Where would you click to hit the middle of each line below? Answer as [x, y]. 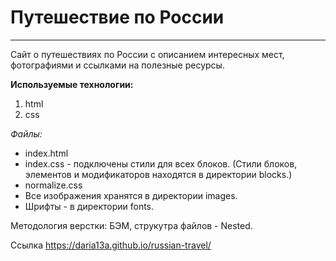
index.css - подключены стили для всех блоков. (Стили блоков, [161, 163]
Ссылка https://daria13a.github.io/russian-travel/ [111, 245]
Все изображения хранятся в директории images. [131, 195]
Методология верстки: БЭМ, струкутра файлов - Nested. [131, 225]
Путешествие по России [117, 17]
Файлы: [26, 133]
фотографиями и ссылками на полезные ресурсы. [117, 65]
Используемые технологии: [72, 84]
